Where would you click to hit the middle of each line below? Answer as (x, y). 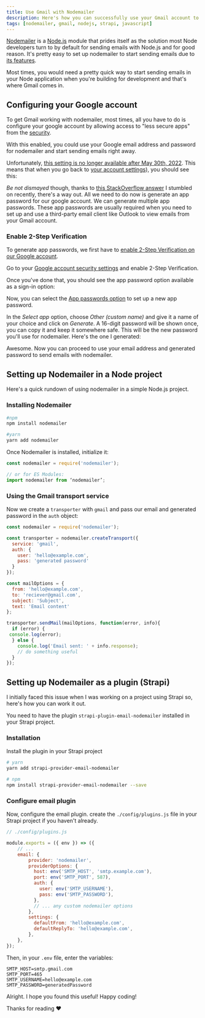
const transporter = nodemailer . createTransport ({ (72, 538)
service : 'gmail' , (36, 544)
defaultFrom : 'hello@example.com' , (79, 923)
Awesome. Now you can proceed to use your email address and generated (101, 348)
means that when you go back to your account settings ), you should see (98, 170)
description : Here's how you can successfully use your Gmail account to (103, 18)
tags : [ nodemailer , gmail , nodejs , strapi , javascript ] (79, 23)
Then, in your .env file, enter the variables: (60, 957)
